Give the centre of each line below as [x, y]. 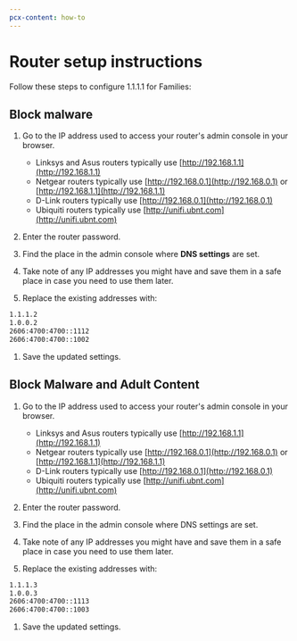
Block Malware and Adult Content [104, 385]
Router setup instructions [106, 61]
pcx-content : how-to [48, 17]
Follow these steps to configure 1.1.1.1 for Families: [100, 87]
